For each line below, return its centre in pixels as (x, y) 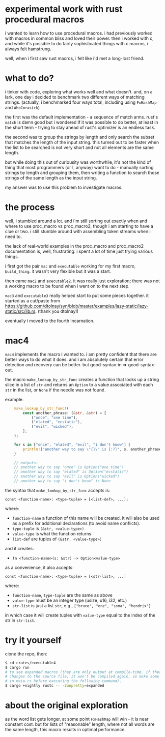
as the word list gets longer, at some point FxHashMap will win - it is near (77, 719)
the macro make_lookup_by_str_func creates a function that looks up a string (82, 379)
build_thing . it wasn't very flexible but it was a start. (58, 271)
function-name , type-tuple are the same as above (62, 595)
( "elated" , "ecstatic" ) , (57, 422)
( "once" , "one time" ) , (55, 417)
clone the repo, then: (26, 654)
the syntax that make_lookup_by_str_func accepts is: (58, 490)
